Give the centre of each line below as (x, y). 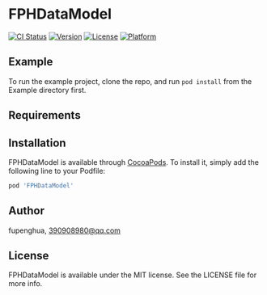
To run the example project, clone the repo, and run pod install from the (130, 81)
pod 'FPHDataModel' (41, 185)
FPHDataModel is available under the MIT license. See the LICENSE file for (133, 275)
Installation (37, 143)
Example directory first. (47, 90)
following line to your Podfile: (57, 171)
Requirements (44, 115)
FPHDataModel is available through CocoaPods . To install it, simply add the (133, 162)
